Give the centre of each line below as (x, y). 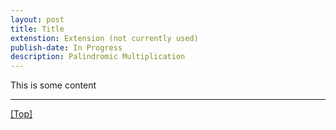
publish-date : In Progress (66, 47)
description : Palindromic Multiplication (98, 57)
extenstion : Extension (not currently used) (104, 38)
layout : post (37, 19)
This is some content (53, 85)
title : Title (37, 29)
